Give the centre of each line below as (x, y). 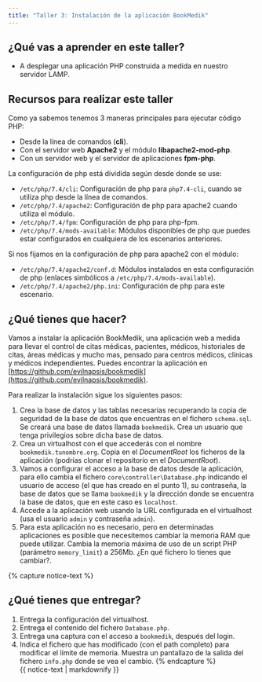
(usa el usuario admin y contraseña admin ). (87, 519)
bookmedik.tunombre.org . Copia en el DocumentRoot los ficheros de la (132, 452)
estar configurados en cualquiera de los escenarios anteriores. (121, 239)
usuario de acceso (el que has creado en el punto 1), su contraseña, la (133, 486)
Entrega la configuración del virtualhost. (84, 619)
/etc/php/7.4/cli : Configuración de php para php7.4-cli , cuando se (130, 189)
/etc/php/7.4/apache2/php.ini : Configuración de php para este (122, 286)
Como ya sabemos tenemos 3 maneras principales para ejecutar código (125, 118)
